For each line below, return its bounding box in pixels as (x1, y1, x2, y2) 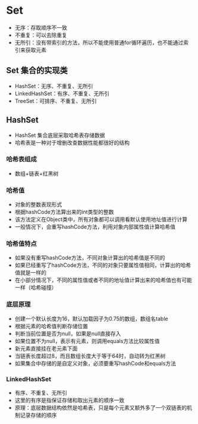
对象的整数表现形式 (14, 201, 62, 208)
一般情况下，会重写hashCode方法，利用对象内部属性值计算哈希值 (14, 223, 175, 230)
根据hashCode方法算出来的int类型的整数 (14, 208, 114, 216)
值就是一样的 (14, 269, 46, 276)
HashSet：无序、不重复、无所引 (14, 82, 93, 89)
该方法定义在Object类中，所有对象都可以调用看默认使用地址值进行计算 (14, 216, 188, 223)
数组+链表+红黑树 (14, 170, 59, 177)
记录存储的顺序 (20, 411, 57, 419)
